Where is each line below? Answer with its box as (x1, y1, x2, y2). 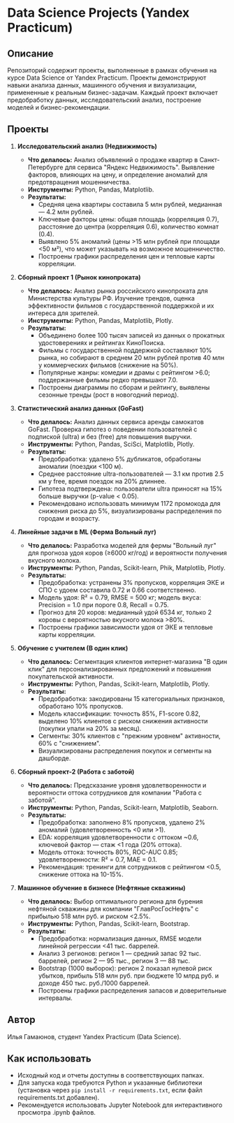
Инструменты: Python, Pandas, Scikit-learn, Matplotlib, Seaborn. (27, 803, 219, 811)
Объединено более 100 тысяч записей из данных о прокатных (38, 331, 225, 340)
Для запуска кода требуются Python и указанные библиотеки (17, 1078, 203, 1087)
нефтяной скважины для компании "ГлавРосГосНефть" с (27, 904, 199, 913)
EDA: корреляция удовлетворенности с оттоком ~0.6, (38, 833, 199, 841)
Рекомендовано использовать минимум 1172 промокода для (38, 499, 221, 507)
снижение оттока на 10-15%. (38, 870, 124, 878)
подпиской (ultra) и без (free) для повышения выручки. (27, 432, 192, 441)
